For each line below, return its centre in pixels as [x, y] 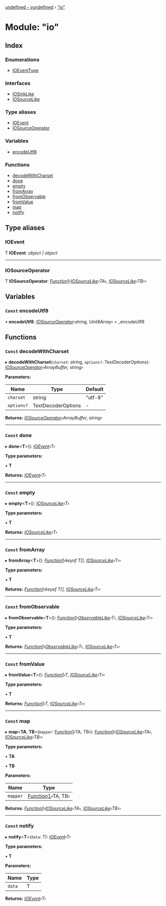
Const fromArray [25, 549]
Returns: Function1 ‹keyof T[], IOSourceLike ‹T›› [53, 589]
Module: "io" [32, 27]
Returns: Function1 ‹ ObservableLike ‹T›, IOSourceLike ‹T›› [62, 646]
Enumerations [22, 60]
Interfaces [18, 83]
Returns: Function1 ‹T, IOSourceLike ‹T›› [45, 703]
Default [95, 389]
